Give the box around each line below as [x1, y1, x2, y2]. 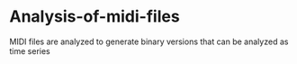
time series [9, 45, 51, 56]
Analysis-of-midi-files [9, 6, 180, 27]
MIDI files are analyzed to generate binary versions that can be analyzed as [9, 36, 289, 47]
